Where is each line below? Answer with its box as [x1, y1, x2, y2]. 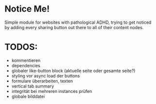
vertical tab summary [11, 83, 54, 89]
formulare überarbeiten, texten [11, 78, 73, 84]
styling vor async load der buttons [11, 73, 80, 78]
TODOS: [4, 42, 38, 53]
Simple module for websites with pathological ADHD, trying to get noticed [4, 19, 152, 25]
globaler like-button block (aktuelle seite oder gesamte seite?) [11, 68, 136, 74]
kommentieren [11, 57, 41, 63]
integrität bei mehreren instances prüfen [11, 88, 93, 94]
